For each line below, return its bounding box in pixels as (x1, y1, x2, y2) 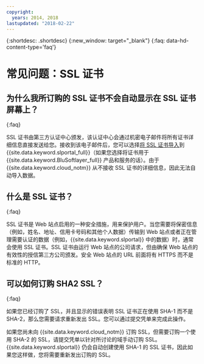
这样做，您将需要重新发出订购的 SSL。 (16, 351, 114, 358)
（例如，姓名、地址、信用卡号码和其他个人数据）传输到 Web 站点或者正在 (6, 228, 192, 236)
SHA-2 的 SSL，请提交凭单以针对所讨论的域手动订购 (13, 336, 144, 343)
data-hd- (166, 37, 189, 45)
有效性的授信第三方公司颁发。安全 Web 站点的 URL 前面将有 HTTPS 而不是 (6, 251, 194, 258)
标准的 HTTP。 (6, 259, 44, 266)
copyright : (6, 9, 34, 15)
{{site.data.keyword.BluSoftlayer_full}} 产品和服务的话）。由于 (6, 156, 160, 164)
